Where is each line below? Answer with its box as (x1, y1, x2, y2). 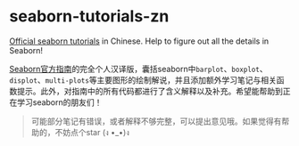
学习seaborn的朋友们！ (16, 96, 103, 108)
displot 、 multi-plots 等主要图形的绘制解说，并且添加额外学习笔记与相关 (9, 74, 277, 85)
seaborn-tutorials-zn (9, 6, 170, 27)
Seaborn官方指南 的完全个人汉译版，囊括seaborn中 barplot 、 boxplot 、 (9, 63, 268, 74)
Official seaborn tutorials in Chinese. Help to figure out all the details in (9, 36, 270, 46)
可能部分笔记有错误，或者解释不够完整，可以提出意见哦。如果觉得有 (30, 116, 282, 126)
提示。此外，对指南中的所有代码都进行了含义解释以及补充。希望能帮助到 (16, 85, 283, 96)
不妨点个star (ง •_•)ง (54, 126, 129, 137)
